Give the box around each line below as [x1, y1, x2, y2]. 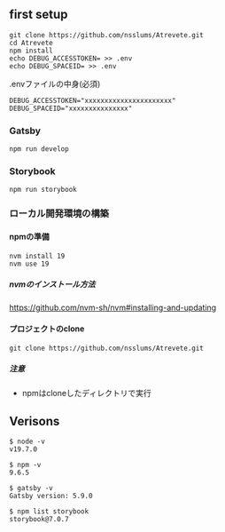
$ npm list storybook [9, 507, 89, 516]
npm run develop [9, 145, 69, 154]
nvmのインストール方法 [9, 279, 96, 290]
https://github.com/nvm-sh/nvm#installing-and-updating [9, 302, 217, 313]
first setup [9, 7, 68, 22]
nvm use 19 [9, 259, 50, 268]
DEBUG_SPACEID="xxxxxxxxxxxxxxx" [9, 104, 133, 113]
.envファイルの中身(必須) [9, 78, 101, 89]
